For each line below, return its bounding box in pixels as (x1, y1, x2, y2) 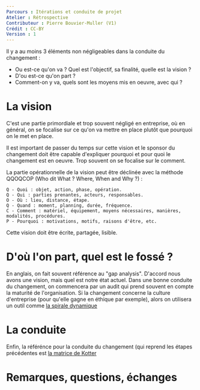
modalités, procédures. (6, 213, 66, 219)
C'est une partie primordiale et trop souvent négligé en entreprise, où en (6, 120, 186, 127)
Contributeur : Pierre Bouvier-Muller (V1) (6, 20, 117, 26)
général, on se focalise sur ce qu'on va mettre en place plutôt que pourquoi (6, 126, 193, 133)
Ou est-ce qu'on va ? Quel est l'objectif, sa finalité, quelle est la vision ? (14, 66, 192, 73)
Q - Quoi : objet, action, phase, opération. (6, 187, 122, 193)
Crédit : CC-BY (6, 25, 44, 32)
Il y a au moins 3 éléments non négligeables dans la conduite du (6, 48, 165, 55)
